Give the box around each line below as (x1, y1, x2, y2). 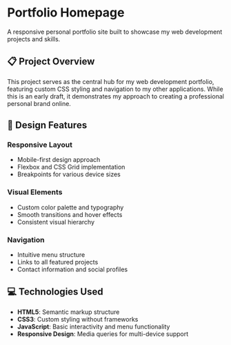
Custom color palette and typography (17, 203, 124, 211)
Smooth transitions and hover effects (17, 210, 123, 218)
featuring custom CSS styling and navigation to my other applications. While (7, 85, 223, 93)
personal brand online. (7, 99, 71, 107)
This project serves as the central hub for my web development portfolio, (7, 77, 214, 85)
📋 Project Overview (7, 56, 95, 67)
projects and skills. (7, 34, 61, 43)
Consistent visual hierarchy (17, 218, 95, 226)
